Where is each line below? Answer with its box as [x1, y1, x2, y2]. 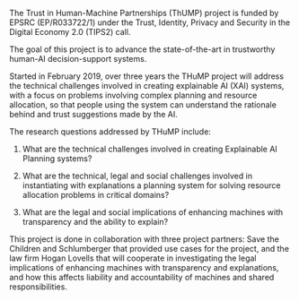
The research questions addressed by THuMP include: [9, 126, 211, 137]
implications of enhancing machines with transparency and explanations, [9, 262, 279, 272]
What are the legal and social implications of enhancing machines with [22, 207, 284, 218]
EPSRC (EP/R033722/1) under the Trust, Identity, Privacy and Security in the [9, 17, 291, 28]
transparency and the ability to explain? [22, 217, 169, 227]
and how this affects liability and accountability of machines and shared [9, 272, 275, 282]
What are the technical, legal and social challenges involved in [22, 170, 253, 181]
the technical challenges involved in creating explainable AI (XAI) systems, [9, 81, 285, 90]
